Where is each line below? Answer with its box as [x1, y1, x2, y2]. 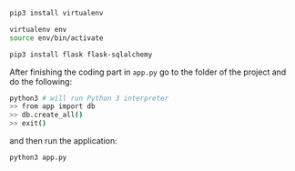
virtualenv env [9, 25, 67, 34]
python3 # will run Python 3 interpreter [9, 94, 169, 103]
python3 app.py [9, 153, 67, 162]
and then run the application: [9, 136, 118, 146]
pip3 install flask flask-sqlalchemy [9, 50, 153, 59]
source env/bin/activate [9, 33, 104, 43]
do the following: [9, 75, 73, 86]
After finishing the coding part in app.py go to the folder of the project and [9, 66, 287, 77]
